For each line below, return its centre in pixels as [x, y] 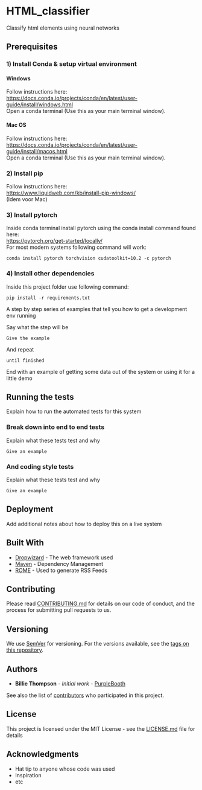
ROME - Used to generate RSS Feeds [61, 570]
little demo [19, 378]
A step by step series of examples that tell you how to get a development [97, 309]
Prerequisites [32, 47]
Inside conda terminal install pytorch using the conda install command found [101, 228]
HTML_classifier [48, 11]
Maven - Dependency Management [59, 564]
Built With [25, 543]
